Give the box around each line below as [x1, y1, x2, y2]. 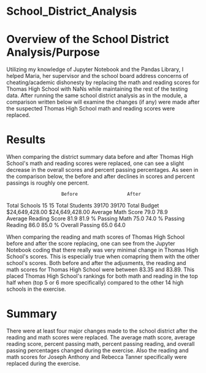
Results [6, 133, 46, 147]
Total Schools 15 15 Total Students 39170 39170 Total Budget [6, 202, 159, 209]
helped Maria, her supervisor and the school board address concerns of [6, 72, 189, 80]
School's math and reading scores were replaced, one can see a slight [6, 160, 185, 167]
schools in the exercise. [6, 285, 66, 293]
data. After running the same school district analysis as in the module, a [6, 92, 188, 99]
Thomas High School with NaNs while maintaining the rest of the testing [6, 85, 188, 93]
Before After [61, 191, 141, 198]
